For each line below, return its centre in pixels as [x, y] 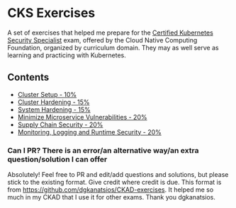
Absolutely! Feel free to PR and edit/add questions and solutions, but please [118, 175]
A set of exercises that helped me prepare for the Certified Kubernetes [111, 33]
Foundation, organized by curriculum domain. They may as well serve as [113, 47]
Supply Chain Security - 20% [60, 125]
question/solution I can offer [57, 159]
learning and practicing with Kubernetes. [67, 55]
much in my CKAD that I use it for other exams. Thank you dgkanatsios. [112, 197]
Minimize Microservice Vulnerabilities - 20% [82, 117]
